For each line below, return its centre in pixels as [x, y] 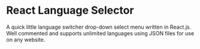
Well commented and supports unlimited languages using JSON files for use [100, 33]
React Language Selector [70, 10]
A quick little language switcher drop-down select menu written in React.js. [99, 27]
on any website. [26, 39]
